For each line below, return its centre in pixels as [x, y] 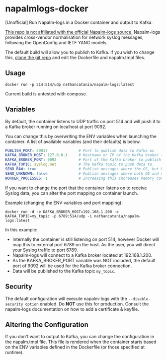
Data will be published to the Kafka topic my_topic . [64, 271]
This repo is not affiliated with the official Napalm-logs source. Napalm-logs [83, 32]
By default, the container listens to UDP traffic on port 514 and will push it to [83, 121]
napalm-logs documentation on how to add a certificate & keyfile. [72, 309]
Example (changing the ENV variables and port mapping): [64, 203]
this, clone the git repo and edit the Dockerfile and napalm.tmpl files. [75, 57]
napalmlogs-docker [47, 9]
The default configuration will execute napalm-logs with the [66, 298]
